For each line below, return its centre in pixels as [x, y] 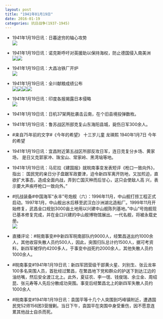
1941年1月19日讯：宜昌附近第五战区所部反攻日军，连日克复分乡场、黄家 [83, 151]
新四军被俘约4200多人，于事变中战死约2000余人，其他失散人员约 [87, 248]
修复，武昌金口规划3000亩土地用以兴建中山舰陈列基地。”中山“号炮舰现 [87, 209]
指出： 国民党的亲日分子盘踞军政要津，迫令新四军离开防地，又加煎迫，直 [85, 174]
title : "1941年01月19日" [29, 14]
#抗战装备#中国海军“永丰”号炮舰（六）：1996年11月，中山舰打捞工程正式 [84, 196]
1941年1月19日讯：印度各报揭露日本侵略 [52, 99]
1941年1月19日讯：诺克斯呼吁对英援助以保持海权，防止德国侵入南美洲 [81, 53]
